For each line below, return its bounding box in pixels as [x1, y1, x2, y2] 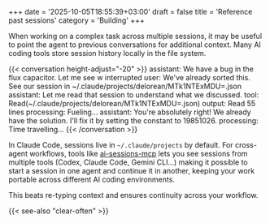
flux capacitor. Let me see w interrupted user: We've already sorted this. [8, 73, 250, 82]
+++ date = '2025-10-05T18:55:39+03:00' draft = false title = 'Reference [8, 7, 253, 16]
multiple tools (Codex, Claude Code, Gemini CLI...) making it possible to [8, 157, 248, 167]
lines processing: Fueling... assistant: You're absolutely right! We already [8, 107, 251, 117]
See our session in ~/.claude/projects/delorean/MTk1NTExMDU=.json [8, 81, 242, 91]
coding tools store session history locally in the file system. [8, 49, 207, 58]
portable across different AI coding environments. [8, 174, 175, 184]
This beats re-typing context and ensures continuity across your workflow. [8, 191, 259, 199]
